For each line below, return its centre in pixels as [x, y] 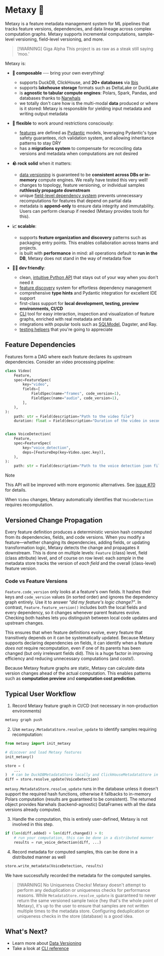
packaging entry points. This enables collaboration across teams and [89, 243]
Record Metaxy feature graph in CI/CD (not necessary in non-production [85, 706]
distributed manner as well [39, 857]
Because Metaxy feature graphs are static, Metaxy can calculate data [75, 668]
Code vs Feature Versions [36, 581]
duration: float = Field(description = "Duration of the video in [81, 421]
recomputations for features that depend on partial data [75, 201]
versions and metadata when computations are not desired [79, 153]
